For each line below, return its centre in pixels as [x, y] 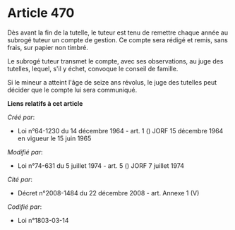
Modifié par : [25, 152]
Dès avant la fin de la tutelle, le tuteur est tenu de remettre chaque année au [118, 32]
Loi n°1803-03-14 [43, 220]
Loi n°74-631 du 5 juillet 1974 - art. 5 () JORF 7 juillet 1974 [101, 165]
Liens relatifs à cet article [45, 103]
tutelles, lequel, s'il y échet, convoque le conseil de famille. [93, 68]
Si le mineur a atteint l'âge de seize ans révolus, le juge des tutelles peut [112, 82]
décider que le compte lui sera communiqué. [72, 90]
